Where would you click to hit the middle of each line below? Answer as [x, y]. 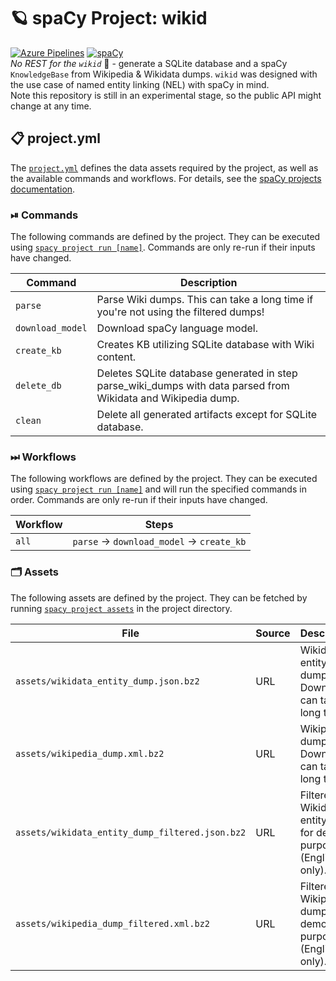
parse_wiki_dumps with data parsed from [193, 386]
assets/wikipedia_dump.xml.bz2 [90, 753]
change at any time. [51, 106]
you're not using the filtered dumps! [180, 312]
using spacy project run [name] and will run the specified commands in [158, 489]
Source [273, 633]
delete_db [38, 386]
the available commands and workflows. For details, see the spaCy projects [166, 178]
